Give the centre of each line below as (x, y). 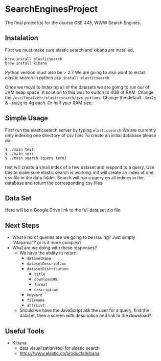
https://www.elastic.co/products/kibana (59, 353)
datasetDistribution (48, 269)
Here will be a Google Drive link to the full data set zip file (63, 210)
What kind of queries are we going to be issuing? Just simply (74, 237)
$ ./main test (20, 149)
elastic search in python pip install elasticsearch (57, 78)
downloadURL (46, 279)
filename (36, 301)
